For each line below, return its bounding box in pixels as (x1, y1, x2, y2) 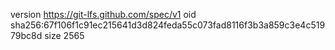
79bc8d (10, 30, 43, 41)
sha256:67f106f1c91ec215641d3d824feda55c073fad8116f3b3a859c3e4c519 (10, 19, 326, 31)
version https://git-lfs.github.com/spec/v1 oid (10, 9, 197, 20)
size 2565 (44, 30, 85, 41)
